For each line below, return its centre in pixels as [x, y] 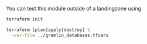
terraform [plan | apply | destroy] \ [48, 30]
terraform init [25, 19]
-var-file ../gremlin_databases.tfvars [60, 35]
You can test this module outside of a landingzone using [74, 9]
